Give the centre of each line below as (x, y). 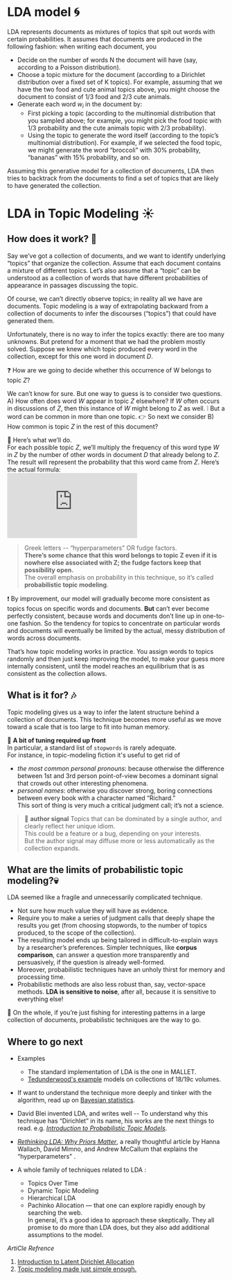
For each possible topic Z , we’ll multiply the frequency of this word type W (113, 447)
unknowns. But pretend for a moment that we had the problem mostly (106, 341)
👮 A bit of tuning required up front (56, 740)
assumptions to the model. (65, 1235)
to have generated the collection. (54, 185)
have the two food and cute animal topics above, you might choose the (118, 89)
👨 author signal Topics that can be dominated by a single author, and (123, 818)
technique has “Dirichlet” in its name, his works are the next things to (116, 1121)
